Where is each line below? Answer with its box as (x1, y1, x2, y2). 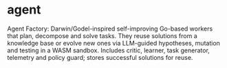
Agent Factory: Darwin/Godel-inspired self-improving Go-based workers (7, 24, 213, 33)
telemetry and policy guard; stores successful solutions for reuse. (7, 53, 193, 61)
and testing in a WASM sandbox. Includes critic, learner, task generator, (7, 46, 210, 54)
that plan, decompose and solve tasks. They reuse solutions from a (7, 31, 197, 39)
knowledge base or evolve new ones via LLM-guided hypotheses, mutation (7, 39, 220, 47)
